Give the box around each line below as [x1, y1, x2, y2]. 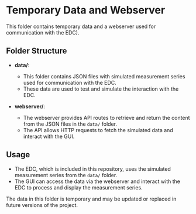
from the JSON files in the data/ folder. [23, 120, 118, 127]
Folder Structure [6, 46, 67, 56]
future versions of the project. [6, 201, 78, 208]
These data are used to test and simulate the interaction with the [23, 85, 179, 92]
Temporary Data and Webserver [6, 4, 166, 17]
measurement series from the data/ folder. [14, 171, 118, 178]
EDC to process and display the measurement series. [14, 184, 143, 191]
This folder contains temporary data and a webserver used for [6, 23, 156, 30]
